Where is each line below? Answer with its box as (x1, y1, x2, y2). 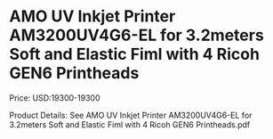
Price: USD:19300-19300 (9, 92, 100, 103)
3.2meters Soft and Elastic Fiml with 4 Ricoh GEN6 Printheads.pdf (9, 119, 251, 130)
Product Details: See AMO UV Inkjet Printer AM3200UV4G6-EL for (9, 110, 253, 120)
